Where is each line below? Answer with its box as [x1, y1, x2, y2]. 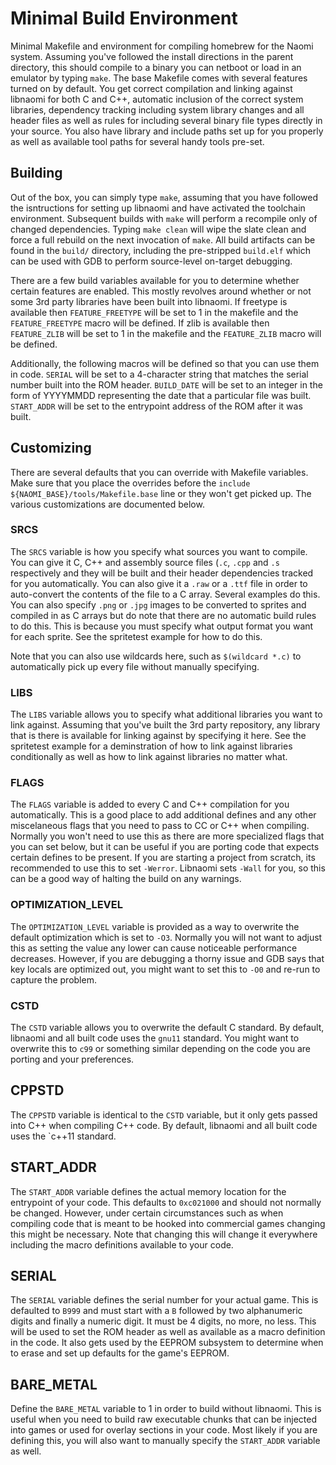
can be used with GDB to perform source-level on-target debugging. [10, 255, 293, 267]
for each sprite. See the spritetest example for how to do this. [10, 630, 263, 642]
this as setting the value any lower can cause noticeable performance [10, 942, 298, 954]
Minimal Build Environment [10, 7, 238, 30]
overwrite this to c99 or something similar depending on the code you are [10, 1043, 311, 1055]
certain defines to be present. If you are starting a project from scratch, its [10, 852, 316, 864]
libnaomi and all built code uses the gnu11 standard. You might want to [10, 1032, 300, 1044]
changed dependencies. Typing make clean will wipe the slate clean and [10, 223, 307, 235]
